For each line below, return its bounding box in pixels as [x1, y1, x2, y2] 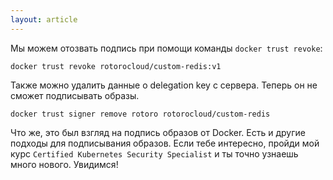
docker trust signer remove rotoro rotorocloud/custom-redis [10, 109, 271, 119]
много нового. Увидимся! [10, 158, 119, 170]
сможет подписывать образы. [10, 89, 140, 101]
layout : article [10, 14, 78, 25]
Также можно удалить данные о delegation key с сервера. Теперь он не [10, 79, 318, 91]
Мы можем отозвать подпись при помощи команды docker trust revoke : [10, 42, 323, 54]
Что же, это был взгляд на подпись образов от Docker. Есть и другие [10, 126, 306, 138]
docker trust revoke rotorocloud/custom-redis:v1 [10, 61, 222, 71]
